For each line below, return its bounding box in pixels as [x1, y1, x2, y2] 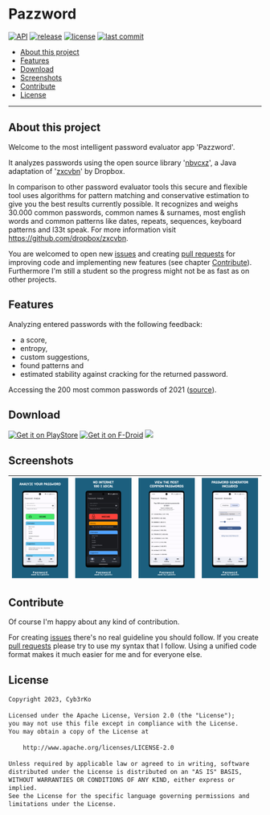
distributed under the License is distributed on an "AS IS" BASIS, [8, 767, 243, 776]
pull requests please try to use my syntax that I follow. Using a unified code [8, 641, 257, 651]
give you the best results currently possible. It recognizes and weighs [8, 199, 239, 209]
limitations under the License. [8, 800, 117, 808]
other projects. [8, 275, 58, 284]
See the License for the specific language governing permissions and [8, 792, 250, 800]
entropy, [19, 343, 48, 353]
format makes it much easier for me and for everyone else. [8, 650, 202, 660]
